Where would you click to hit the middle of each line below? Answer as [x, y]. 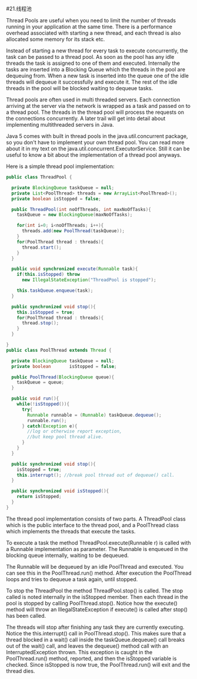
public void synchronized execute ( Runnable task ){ [75, 269]
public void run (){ [35, 399]
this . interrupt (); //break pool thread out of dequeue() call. [96, 475]
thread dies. [21, 671]
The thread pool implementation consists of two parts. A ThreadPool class [96, 519]
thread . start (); [41, 247]
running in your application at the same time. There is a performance [89, 27]
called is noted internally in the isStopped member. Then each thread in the [97, 596]
